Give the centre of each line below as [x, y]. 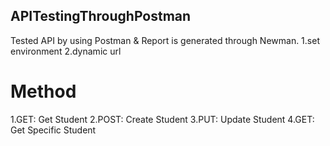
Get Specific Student [53, 130]
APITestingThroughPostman [101, 16]
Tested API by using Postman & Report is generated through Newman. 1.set [165, 40]
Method [43, 91]
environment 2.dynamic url [66, 51]
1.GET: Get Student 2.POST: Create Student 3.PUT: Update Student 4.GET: [162, 119]
